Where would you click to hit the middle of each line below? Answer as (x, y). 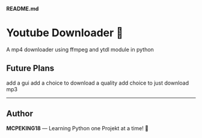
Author (20, 114)
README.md (23, 9)
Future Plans (30, 68)
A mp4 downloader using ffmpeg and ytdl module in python (80, 49)
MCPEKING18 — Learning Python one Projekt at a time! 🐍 (78, 128)
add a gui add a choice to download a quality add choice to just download (98, 83)
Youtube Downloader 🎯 (65, 33)
